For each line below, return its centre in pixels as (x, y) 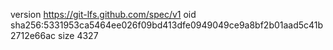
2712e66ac (33, 35)
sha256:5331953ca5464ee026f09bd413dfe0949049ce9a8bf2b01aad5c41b (167, 25)
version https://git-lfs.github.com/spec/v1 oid (103, 14)
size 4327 (78, 35)
